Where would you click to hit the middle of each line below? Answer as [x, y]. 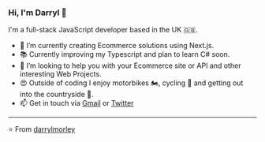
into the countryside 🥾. [56, 95]
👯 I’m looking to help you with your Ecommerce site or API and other [130, 65]
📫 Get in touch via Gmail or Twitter [77, 103]
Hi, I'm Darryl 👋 [37, 13]
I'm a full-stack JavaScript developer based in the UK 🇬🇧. [103, 30]
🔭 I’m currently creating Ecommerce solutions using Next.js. [117, 46]
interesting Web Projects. [60, 74]
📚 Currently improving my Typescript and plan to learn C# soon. [125, 54]
